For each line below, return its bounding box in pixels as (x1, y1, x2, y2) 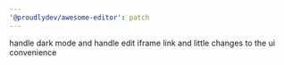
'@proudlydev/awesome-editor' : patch (9, 12, 150, 22)
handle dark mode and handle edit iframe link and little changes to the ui (9, 37, 275, 48)
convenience (9, 46, 57, 58)
